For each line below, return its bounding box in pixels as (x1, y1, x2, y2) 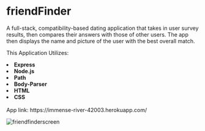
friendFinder (6, 4, 72, 18)
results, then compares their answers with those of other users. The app (6, 30, 188, 38)
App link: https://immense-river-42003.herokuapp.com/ (6, 106, 147, 113)
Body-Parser (14, 80, 47, 88)
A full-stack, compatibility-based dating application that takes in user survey (6, 24, 199, 32)
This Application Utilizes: (6, 49, 69, 56)
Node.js (14, 67, 35, 74)
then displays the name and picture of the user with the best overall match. (6, 37, 195, 44)
